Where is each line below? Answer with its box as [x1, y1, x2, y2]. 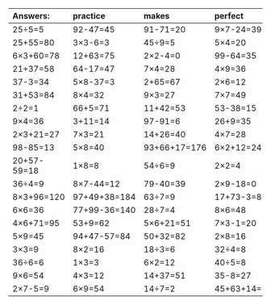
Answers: [12, 10, 50, 21]
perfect [214, 10, 244, 21]
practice [72, 10, 106, 21]
